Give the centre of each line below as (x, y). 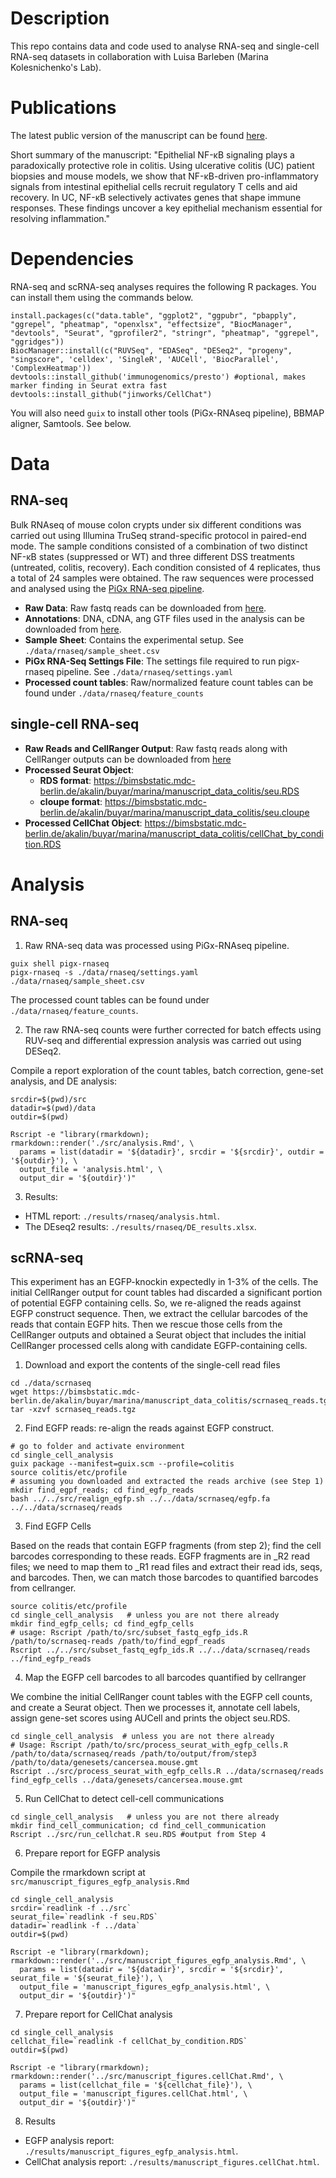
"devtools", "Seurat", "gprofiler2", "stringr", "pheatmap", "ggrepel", (165, 333)
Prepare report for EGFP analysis (92, 1853)
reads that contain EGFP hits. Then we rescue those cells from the (146, 1324)
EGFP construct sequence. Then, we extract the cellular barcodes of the (159, 1314)
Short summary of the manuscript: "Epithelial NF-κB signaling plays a (152, 154)
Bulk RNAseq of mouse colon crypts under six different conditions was (156, 524)
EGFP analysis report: (69, 2141)
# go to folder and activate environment (98, 1447)
